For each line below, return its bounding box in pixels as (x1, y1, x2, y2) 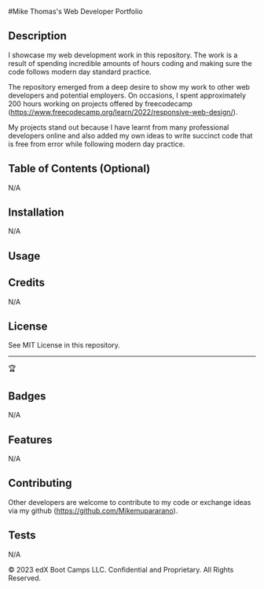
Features (8, 433, 53, 447)
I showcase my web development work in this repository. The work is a (8, 50, 238, 60)
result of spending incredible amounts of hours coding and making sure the (8, 58, 253, 68)
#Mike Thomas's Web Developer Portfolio (8, 7, 143, 16)
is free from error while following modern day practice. (8, 139, 185, 149)
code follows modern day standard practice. (8, 67, 152, 76)
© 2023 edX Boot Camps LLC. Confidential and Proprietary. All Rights (8, 565, 234, 574)
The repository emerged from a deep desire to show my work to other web (8, 82, 250, 91)
